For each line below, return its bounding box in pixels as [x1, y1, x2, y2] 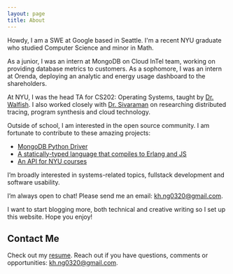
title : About [7, 17, 45, 24]
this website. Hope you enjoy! [7, 212, 93, 221]
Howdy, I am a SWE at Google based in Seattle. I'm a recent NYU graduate [7, 36, 222, 44]
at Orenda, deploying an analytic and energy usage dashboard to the [7, 71, 206, 80]
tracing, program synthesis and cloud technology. [7, 108, 150, 116]
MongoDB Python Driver [17, 142, 88, 150]
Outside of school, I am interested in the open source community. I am [7, 121, 210, 129]
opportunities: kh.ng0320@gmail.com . [7, 259, 118, 267]
